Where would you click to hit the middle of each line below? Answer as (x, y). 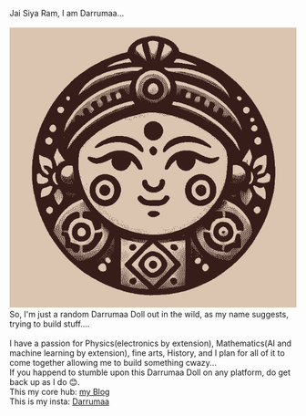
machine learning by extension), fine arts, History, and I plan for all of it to (147, 353)
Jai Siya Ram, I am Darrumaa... (67, 13)
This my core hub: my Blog (60, 391)
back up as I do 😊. (45, 381)
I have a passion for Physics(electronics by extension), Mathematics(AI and (151, 343)
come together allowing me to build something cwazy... (113, 362)
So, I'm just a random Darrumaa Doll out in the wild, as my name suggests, (149, 314)
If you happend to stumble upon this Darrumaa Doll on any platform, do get (150, 372)
